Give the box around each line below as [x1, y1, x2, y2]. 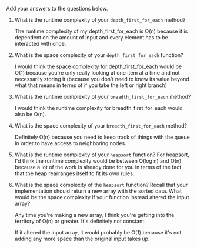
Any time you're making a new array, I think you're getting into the [14, 212, 175, 218]
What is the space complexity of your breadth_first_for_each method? [14, 122, 187, 129]
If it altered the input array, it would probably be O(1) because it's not [14, 229, 182, 236]
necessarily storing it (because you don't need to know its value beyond [14, 76, 189, 82]
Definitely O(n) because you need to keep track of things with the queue [14, 133, 190, 140]
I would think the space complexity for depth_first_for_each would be [14, 63, 182, 70]
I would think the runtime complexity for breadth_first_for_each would [14, 105, 183, 111]
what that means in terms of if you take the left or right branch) [14, 82, 168, 89]
